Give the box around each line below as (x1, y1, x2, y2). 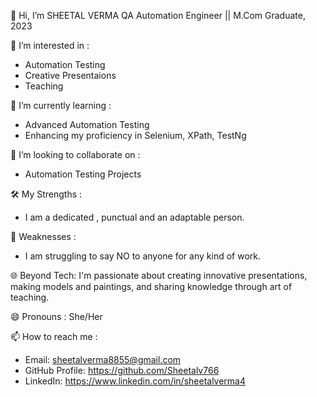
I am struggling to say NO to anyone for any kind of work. (24, 250, 261, 262)
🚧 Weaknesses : (10, 231, 77, 242)
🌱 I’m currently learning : (10, 100, 112, 111)
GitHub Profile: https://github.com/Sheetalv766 (24, 365, 220, 376)
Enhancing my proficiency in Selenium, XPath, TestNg (24, 130, 247, 141)
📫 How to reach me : (10, 331, 98, 342)
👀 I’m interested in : (10, 40, 90, 51)
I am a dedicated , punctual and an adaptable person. (24, 211, 245, 223)
